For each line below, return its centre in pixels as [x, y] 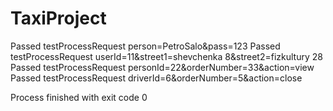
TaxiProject [58, 18]
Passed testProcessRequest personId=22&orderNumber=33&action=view [162, 67]
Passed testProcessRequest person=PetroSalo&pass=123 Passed [145, 46]
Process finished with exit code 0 [79, 97]
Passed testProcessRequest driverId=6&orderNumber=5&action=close [156, 78]
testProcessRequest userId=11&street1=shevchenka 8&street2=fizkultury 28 [166, 56]
